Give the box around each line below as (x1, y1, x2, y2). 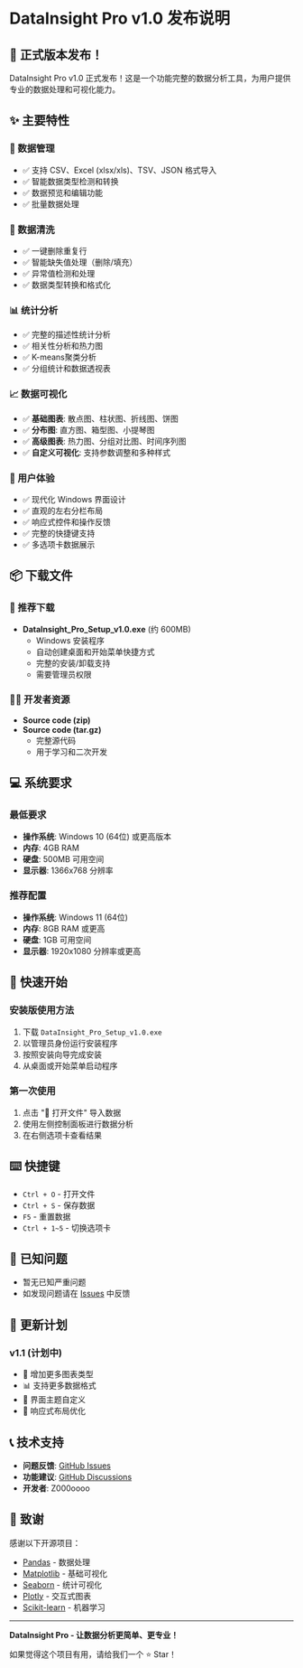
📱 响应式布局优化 (22, 1406, 86, 1417)
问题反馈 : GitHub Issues (22, 1460, 111, 1471)
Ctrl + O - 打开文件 (22, 1188, 96, 1199)
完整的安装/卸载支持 (35, 657, 111, 669)
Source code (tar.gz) (22, 724, 102, 735)
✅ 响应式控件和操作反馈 (22, 516, 111, 527)
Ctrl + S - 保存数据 (22, 1199, 96, 1211)
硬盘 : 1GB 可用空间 (22, 934, 92, 945)
